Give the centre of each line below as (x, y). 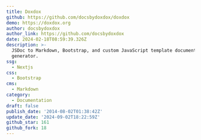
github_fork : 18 (26, 128)
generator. (25, 56)
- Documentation (32, 100)
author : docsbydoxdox (33, 28)
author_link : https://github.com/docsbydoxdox (65, 34)
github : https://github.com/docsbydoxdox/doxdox (68, 17)
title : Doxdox (24, 12)
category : (19, 95)
